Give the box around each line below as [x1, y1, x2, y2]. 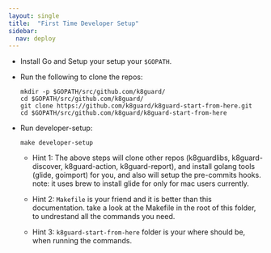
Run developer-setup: [19, 123, 93, 133]
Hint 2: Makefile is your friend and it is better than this [32, 195, 212, 205]
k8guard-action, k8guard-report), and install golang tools [64, 162, 256, 171]
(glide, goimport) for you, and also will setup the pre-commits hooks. [32, 171, 261, 180]
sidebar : [8, 27, 38, 35]
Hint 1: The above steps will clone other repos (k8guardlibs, [32, 153, 231, 162]
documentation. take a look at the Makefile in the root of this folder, [32, 203, 256, 213]
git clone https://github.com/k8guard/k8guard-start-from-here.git [19, 102, 252, 110]
